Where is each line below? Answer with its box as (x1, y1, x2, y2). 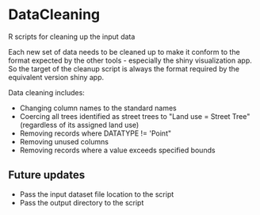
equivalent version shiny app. (8, 72, 105, 82)
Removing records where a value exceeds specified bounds (19, 145, 216, 155)
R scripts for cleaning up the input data (8, 32, 136, 41)
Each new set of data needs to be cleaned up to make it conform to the (8, 47, 240, 56)
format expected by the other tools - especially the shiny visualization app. (8, 56, 252, 65)
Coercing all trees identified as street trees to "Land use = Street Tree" (19, 111, 250, 121)
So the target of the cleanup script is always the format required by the (8, 63, 240, 73)
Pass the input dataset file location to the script (19, 189, 174, 199)
